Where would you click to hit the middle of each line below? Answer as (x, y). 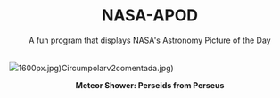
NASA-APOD (150, 16)
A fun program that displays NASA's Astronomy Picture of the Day (150, 40)
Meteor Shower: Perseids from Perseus (150, 85)
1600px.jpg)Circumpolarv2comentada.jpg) (96, 68)
